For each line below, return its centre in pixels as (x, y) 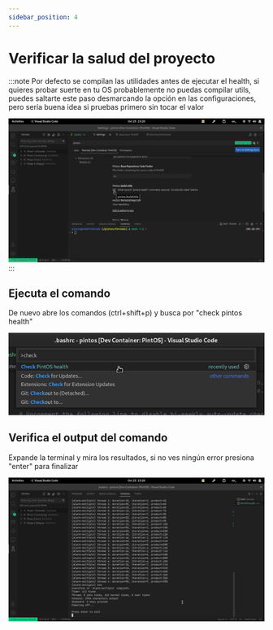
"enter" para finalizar (43, 466)
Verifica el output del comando (88, 438)
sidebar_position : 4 (43, 17)
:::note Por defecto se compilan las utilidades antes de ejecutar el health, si (134, 80)
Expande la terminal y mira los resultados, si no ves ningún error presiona (131, 457)
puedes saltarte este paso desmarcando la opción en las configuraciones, (132, 98)
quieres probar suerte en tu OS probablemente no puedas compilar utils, (130, 89)
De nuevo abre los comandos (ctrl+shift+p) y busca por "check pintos (125, 313)
